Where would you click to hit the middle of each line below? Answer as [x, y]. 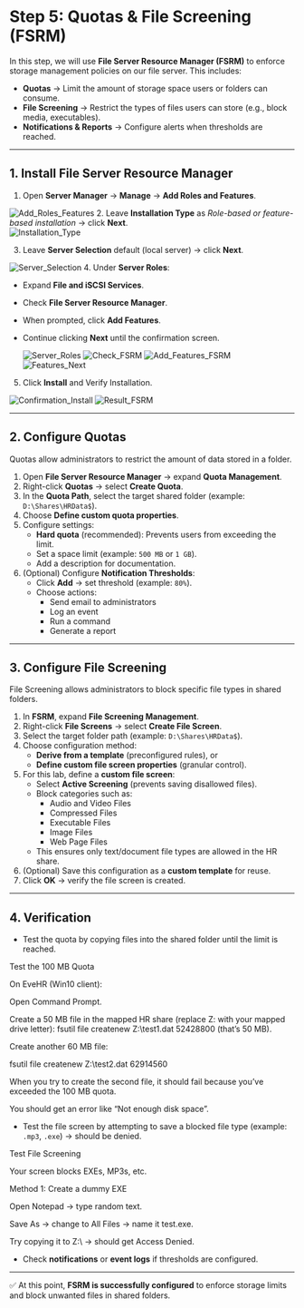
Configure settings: [58, 524]
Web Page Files [79, 842]
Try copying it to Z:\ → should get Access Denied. [102, 1242]
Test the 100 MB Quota [52, 967]
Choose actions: [66, 592]
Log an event [74, 611]
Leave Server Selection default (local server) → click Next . [133, 249]
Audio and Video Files [90, 804]
